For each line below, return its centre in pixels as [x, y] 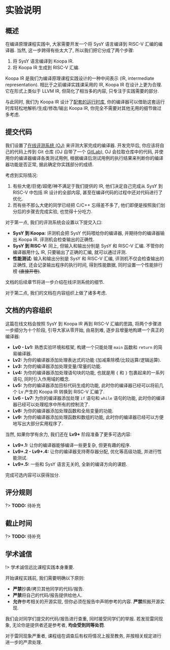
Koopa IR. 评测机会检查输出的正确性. [57, 239]
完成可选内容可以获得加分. [33, 475]
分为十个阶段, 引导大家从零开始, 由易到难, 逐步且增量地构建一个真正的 [91, 330]
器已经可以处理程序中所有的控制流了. [51, 404]
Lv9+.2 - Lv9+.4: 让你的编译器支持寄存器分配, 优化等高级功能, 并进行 [85, 451]
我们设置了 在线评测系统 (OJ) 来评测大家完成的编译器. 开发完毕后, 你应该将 [82, 145]
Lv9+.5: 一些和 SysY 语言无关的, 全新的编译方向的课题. [70, 464]
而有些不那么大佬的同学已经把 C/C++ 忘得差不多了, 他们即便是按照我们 [87, 205]
